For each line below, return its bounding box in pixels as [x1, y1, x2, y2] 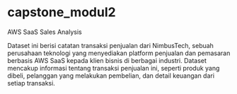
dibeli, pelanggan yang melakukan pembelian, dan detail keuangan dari [7, 71, 214, 80]
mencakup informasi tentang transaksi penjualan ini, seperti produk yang [7, 64, 220, 72]
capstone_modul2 [7, 4, 116, 20]
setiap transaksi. [7, 78, 55, 87]
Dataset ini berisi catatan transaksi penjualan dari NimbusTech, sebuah [7, 41, 214, 49]
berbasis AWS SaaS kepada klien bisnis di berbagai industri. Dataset [7, 56, 207, 64]
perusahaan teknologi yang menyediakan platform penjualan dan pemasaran [7, 49, 231, 57]
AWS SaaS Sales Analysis [7, 28, 83, 36]
